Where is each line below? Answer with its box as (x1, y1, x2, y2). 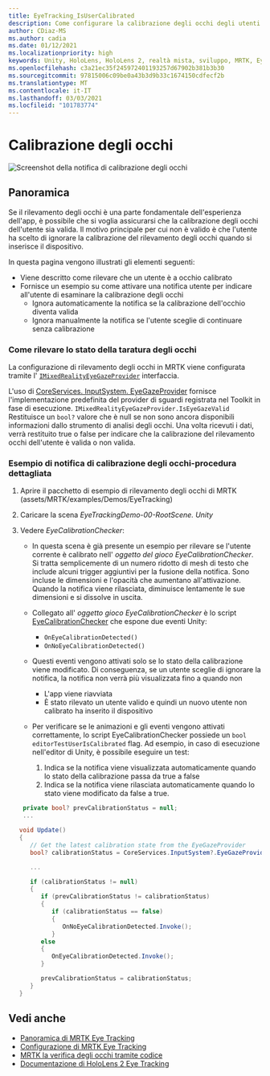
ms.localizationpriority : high (8, 49, 113, 57)
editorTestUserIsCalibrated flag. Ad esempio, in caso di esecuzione (31, 739, 260, 749)
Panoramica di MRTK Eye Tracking (19, 1033, 135, 1042)
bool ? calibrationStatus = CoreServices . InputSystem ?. (29, 848, 218, 856)
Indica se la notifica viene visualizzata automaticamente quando (43, 763, 256, 773)
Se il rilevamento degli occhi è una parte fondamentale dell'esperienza (8, 207, 242, 217)
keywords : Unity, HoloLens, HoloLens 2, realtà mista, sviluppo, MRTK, (8, 57, 253, 65)
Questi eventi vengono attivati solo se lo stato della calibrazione (31, 656, 243, 666)
